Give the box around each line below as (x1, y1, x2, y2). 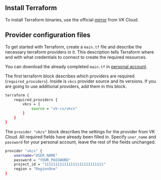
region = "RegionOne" (14, 166, 58, 172)
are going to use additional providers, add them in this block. (5, 83, 127, 89)
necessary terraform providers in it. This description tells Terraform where (5, 49, 154, 55)
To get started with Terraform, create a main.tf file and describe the (5, 44, 142, 50)
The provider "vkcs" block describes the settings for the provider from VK (5, 128, 155, 134)
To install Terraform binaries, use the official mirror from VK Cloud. (5, 17, 139, 22)
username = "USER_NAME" (14, 153, 58, 158)
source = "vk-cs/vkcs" (31, 107, 78, 111)
